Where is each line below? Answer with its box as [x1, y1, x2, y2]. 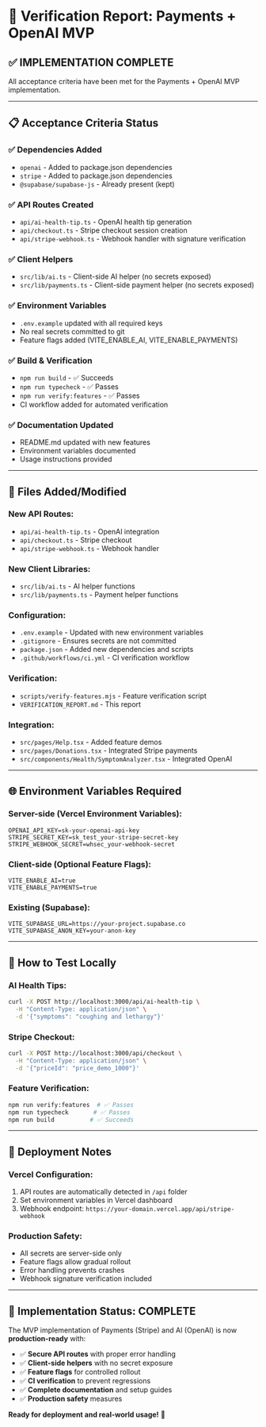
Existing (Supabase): [8, 901, 91, 912]
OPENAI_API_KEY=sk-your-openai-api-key [8, 826, 140, 835]
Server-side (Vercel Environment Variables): [8, 808, 182, 820]
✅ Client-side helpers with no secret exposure [19, 1358, 173, 1368]
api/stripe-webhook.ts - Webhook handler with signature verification [19, 233, 246, 243]
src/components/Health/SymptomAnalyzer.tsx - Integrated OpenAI [19, 754, 233, 764]
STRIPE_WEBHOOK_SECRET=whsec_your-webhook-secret [8, 840, 176, 848]
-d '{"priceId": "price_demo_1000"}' [15, 1064, 140, 1072]
